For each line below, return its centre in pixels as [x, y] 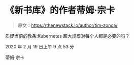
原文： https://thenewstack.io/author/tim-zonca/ [68, 25]
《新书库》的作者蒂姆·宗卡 [60, 10]
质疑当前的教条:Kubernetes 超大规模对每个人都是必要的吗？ [68, 36]
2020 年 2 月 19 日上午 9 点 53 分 [40, 46]
